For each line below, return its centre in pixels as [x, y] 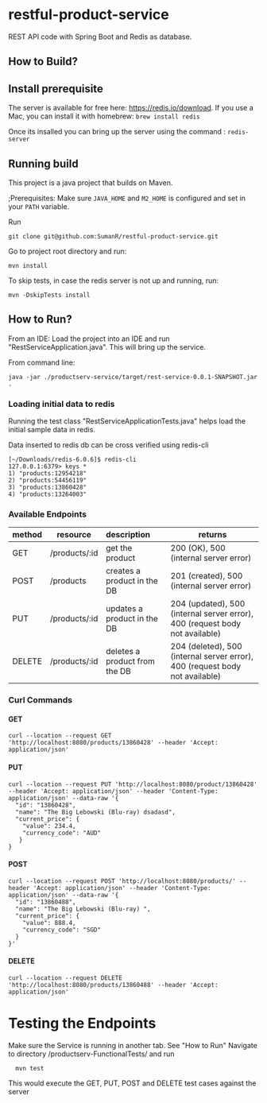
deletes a [123, 652]
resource [74, 535]
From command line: [42, 362]
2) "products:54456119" [48, 481]
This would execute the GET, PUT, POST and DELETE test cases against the [132, 1083]
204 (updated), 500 [208, 604]
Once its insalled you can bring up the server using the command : [117, 132]
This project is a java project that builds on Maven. [91, 182]
